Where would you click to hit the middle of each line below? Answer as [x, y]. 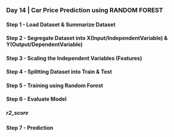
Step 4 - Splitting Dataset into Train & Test [59, 72]
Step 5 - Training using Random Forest [55, 85]
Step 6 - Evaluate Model [36, 99]
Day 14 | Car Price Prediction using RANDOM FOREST [85, 10]
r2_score [17, 113]
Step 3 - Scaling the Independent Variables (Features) [74, 58]
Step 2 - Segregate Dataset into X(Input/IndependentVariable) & [87, 38]
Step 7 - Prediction [30, 128]
